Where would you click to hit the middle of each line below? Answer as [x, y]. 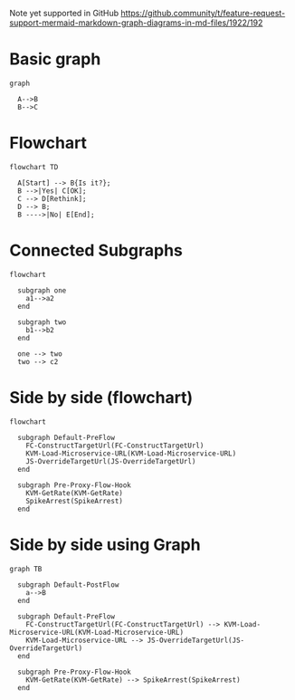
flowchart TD [34, 167]
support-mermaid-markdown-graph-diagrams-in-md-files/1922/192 [136, 23]
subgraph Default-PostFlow [68, 585]
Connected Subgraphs [96, 250]
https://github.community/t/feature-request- [203, 13]
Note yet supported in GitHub [64, 13]
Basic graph [55, 59]
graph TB [26, 569]
